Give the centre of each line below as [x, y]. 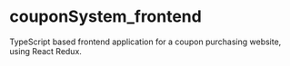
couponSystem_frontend [105, 17]
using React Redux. [45, 51]
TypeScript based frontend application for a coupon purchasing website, [145, 42]
